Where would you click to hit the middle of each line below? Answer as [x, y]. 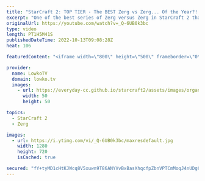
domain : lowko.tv [34, 79]
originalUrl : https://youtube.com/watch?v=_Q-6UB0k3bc [77, 23]
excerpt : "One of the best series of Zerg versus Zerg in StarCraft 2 [98, 18]
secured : [17, 168]
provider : [19, 67]
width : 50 [35, 96]
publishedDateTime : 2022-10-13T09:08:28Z [60, 40]
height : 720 [32, 152]
